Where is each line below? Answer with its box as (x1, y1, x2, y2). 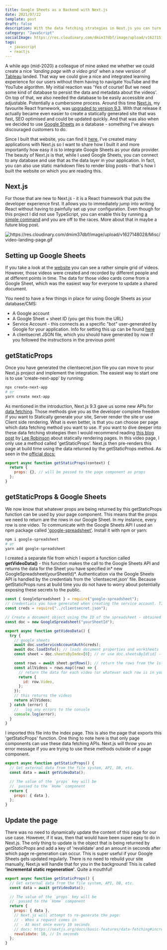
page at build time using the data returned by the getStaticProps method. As (5, 445, 162, 451)
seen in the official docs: (5, 451, 56, 457)
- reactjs (9, 49, 30, 54)
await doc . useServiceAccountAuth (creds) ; (14, 642, 101, 647)
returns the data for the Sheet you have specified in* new (5, 566, 123, 571)
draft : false (5, 21, 32, 26)
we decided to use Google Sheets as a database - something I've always (5, 121, 154, 127)
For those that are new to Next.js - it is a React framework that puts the (5, 195, 151, 201)
